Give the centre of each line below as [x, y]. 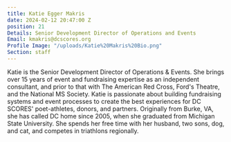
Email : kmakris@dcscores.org [49, 39]
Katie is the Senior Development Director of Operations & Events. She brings [116, 72]
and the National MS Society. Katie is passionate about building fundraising [114, 94]
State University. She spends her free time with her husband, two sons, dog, [116, 123]
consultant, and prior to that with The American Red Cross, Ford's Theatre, [113, 87]
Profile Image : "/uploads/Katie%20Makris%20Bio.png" [85, 46]
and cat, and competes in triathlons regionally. [73, 131]
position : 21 [26, 26]
